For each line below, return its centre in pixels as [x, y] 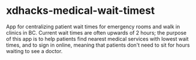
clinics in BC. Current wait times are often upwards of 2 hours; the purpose [97, 32]
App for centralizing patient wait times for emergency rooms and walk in [93, 27]
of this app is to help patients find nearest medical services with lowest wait [97, 39]
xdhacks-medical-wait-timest [80, 11]
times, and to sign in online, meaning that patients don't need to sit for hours [98, 45]
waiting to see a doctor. [34, 51]
